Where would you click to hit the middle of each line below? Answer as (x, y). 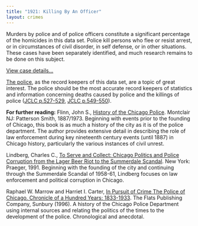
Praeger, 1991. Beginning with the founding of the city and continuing (90, 167)
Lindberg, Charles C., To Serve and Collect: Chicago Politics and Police (92, 155)
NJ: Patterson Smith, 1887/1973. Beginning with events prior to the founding (98, 118)
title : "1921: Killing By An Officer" (54, 12)
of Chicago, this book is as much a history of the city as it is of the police (95, 125)
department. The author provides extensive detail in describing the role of (96, 131)
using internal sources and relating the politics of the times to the (85, 210)
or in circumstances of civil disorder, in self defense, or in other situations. (96, 46)
